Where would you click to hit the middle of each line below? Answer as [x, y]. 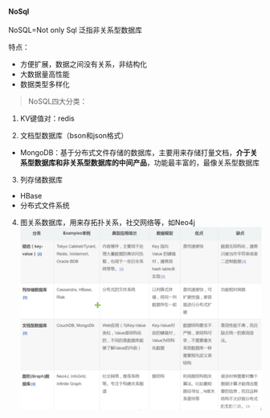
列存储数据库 [41, 180]
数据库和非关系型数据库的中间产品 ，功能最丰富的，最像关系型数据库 [147, 163]
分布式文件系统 [45, 206]
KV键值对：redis [47, 119]
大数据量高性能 [45, 74]
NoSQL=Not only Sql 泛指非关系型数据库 [76, 30]
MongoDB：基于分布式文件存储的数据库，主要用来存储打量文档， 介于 [135, 153]
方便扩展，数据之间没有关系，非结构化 [83, 64]
